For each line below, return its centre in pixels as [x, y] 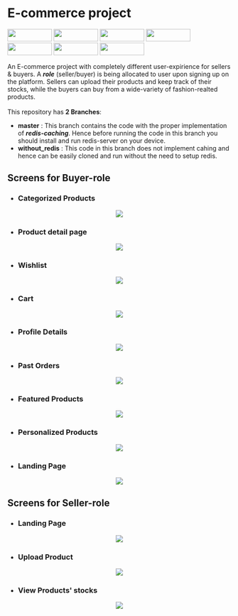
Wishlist [32, 265]
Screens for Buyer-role [59, 178]
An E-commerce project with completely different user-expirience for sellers [119, 66]
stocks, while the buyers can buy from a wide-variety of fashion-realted [113, 89]
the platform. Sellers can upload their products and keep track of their [109, 81]
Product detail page [52, 232]
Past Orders [39, 365]
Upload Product [45, 557]
